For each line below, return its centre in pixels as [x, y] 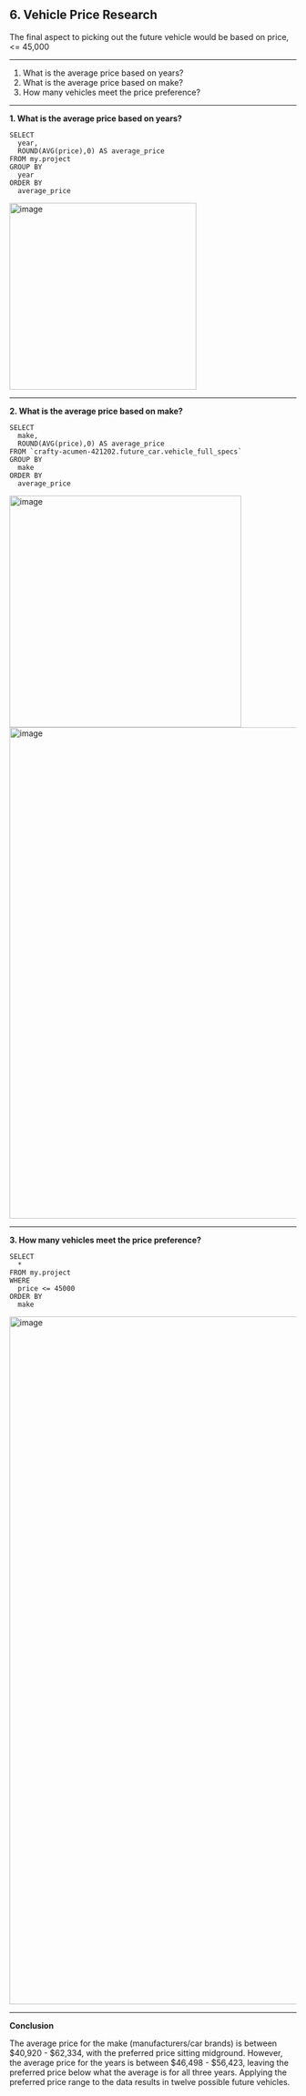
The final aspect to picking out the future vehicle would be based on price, [149, 36]
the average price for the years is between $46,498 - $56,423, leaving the [149, 2062]
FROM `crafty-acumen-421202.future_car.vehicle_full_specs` [126, 451]
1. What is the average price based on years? [96, 118]
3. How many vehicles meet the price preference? [106, 1240]
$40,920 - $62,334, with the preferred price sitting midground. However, [146, 2052]
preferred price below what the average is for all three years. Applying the [148, 2072]
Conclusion [32, 2025]
